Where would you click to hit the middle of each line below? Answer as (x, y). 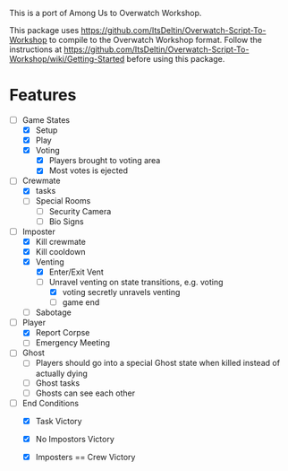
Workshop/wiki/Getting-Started (67, 59)
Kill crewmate (61, 241)
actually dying (61, 373)
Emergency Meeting (72, 343)
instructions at (36, 49)
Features (43, 96)
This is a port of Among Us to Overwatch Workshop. (106, 13)
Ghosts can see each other (85, 393)
